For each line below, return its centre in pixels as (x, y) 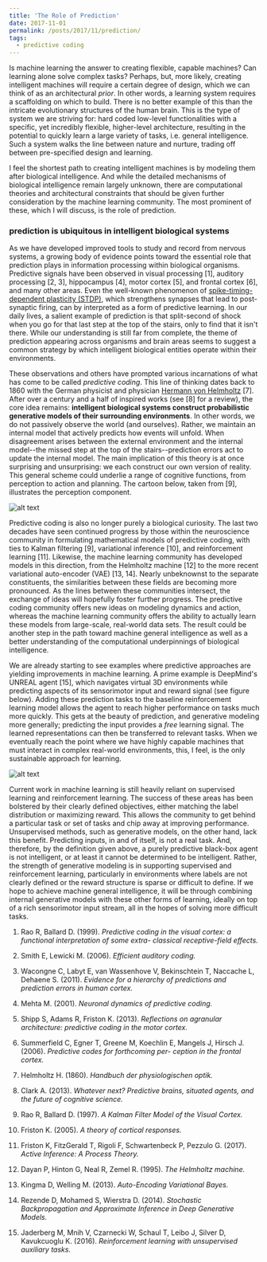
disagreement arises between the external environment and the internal (126, 441)
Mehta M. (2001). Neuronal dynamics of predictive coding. (116, 1004)
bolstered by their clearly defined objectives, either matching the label (124, 806)
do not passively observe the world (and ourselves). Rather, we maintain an (132, 425)
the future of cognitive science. (72, 1099)
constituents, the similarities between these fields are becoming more (123, 582)
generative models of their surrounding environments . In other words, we (132, 416)
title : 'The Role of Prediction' (64, 16)
